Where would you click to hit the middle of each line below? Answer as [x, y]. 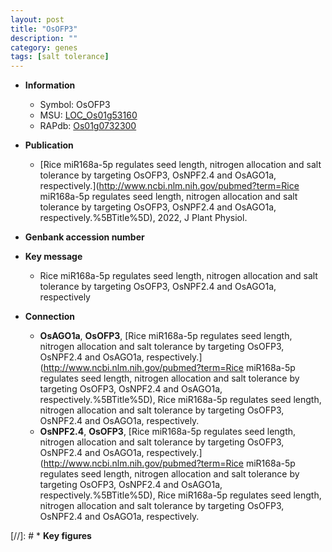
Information [50, 85]
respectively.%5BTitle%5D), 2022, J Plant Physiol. [143, 218]
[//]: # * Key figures [51, 536]
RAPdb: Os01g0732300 [88, 126]
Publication [49, 145]
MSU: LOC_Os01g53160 [88, 115]
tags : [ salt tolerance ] [60, 57]
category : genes [44, 47]
